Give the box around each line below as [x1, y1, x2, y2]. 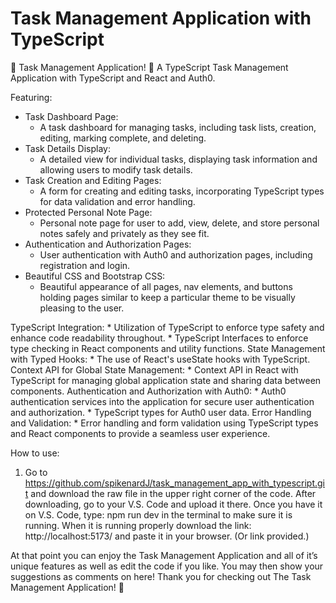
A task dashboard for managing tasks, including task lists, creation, [39, 121, 317, 133]
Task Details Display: [24, 142, 111, 154]
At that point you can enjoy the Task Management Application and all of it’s [10, 549, 318, 561]
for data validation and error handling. [39, 195, 196, 207]
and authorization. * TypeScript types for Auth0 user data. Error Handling [10, 406, 312, 418]
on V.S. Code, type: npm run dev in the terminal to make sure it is [24, 508, 293, 521]
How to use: [10, 447, 60, 459]
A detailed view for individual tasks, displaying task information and [39, 153, 318, 165]
